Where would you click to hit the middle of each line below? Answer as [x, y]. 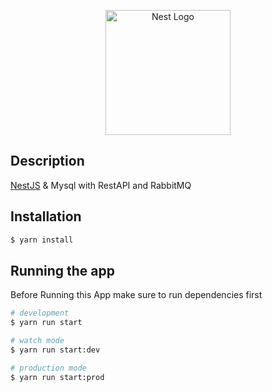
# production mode [48, 368]
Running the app [62, 270]
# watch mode [37, 341]
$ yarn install [42, 240]
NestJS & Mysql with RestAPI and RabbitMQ [101, 185]
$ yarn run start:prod [57, 377]
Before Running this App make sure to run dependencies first [136, 295]
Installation [46, 216]
